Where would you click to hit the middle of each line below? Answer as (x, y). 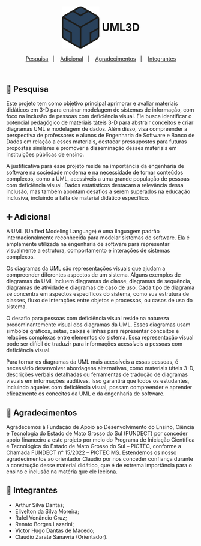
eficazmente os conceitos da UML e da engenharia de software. (85, 394)
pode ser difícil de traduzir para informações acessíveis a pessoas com (94, 344)
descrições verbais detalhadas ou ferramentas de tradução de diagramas (97, 374)
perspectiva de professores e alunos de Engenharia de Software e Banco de (100, 136)
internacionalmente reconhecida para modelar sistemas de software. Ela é (98, 238)
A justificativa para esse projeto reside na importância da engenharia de (95, 166)
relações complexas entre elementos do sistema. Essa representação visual (100, 337)
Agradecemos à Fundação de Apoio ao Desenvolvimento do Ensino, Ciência (100, 427)
